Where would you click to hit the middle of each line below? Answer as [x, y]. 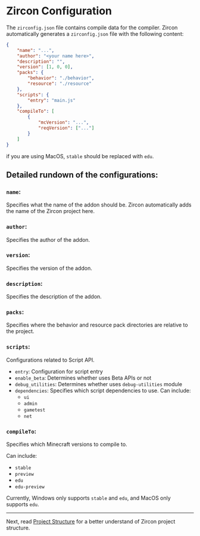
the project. [20, 331]
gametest [35, 410]
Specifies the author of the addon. [48, 239]
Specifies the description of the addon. [54, 297]
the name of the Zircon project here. [51, 211]
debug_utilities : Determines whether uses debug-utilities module [99, 384]
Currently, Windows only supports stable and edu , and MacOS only [88, 498]
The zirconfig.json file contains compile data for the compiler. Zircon [92, 27]
